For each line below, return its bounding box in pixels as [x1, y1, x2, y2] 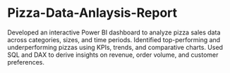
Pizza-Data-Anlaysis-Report [7, 5, 178, 21]
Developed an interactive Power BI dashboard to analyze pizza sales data [7, 28, 221, 36]
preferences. [7, 58, 44, 66]
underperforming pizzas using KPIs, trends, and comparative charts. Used [7, 43, 224, 51]
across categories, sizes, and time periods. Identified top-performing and [7, 35, 221, 44]
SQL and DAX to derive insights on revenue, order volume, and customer [7, 51, 219, 59]
